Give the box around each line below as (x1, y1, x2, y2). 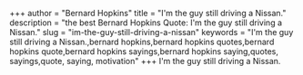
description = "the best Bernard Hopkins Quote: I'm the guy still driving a (9, 17, 283, 28)
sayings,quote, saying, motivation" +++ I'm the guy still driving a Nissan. (9, 56, 281, 66)
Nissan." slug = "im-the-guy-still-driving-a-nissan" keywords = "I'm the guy (9, 27, 294, 37)
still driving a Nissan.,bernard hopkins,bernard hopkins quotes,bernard (9, 36, 275, 47)
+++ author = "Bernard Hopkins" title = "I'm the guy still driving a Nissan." (9, 8, 287, 18)
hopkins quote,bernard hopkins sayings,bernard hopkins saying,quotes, (9, 46, 279, 57)
